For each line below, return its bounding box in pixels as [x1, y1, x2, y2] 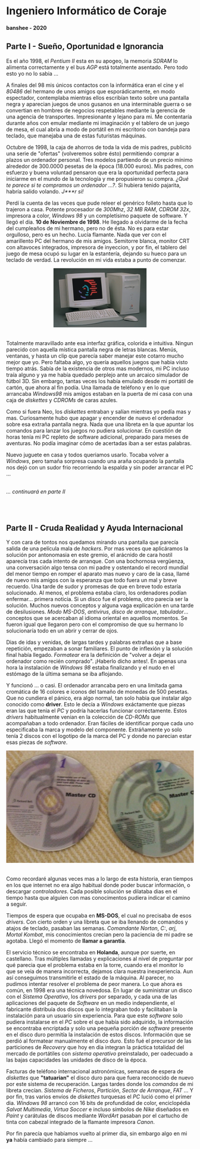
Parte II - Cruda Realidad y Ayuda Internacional [6, 522, 183, 533]
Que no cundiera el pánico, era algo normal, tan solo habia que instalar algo [6, 694, 192, 702]
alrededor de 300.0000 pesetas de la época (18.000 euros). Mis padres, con [6, 162, 194, 170]
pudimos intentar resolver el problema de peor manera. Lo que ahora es [6, 980, 183, 987]
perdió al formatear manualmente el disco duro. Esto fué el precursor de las [6, 1037, 192, 1044]
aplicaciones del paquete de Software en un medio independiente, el [6, 999, 175, 1006]
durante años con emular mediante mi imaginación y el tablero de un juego [6, 119, 189, 126]
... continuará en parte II [6, 488, 65, 495]
